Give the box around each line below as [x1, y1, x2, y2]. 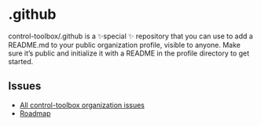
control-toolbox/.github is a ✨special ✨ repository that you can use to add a [8, 31, 253, 41]
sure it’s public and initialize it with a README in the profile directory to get [8, 49, 250, 58]
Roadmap [19, 108, 51, 118]
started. [8, 56, 34, 66]
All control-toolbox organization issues [19, 100, 145, 110]
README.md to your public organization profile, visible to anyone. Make [8, 40, 241, 49]
